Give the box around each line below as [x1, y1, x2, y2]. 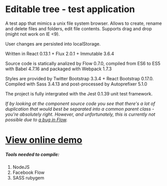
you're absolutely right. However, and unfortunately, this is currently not [5, 111, 155, 117]
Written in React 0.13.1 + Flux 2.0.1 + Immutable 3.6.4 [5, 51, 114, 57]
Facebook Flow [12, 169, 45, 175]
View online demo [5, 134, 82, 146]
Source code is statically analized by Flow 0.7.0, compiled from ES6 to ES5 [5, 60, 160, 66]
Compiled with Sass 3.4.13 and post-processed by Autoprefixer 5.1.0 [5, 81, 148, 87]
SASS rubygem [12, 175, 45, 181]
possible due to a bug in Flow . [5, 116, 68, 122]
